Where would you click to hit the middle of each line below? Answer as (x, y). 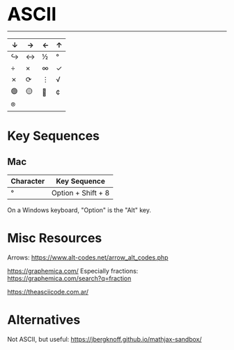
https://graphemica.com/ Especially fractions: (73, 271)
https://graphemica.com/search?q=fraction (69, 278)
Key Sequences (53, 136)
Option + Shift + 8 (80, 193)
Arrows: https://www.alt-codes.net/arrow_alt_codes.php (88, 257)
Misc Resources (55, 238)
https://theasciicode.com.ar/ (48, 292)
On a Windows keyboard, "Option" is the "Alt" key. (79, 210)
